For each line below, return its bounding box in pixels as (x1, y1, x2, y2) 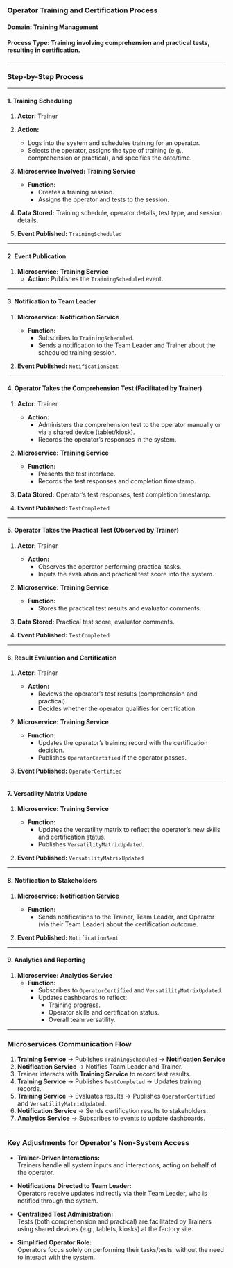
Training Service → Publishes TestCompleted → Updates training (17, 1077, 202, 1085)
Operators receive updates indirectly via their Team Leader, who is (17, 1190, 208, 1198)
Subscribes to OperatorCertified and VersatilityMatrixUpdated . (37, 985, 223, 994)
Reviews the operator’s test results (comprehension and (37, 690, 198, 698)
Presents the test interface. (37, 469, 116, 478)
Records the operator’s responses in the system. (37, 435, 177, 443)
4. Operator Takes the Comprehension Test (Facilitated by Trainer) (7, 384, 202, 392)
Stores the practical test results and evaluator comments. (37, 604, 202, 612)
